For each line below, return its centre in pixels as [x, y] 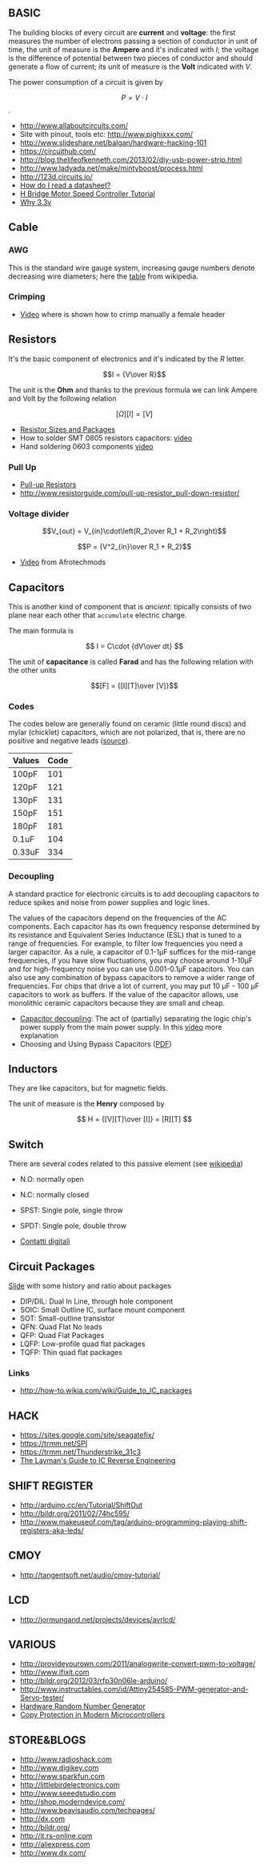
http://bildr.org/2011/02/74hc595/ [75, 1513]
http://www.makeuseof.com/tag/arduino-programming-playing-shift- [134, 1521]
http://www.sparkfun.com [62, 1776]
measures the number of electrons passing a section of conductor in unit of [133, 41]
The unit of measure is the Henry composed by [86, 1103]
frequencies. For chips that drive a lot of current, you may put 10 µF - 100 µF [134, 986]
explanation [39, 1035]
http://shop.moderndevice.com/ [72, 1802]
